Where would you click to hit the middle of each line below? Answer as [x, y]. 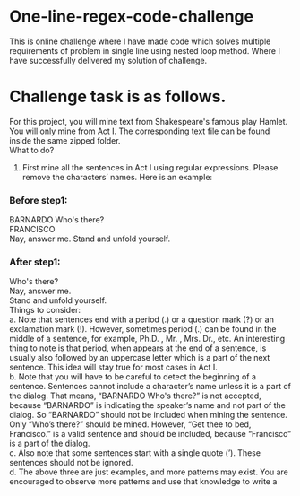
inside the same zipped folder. [65, 140]
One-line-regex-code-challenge [131, 17]
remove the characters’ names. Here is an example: [117, 177]
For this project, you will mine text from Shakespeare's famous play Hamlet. [149, 121]
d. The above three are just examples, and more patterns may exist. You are [149, 472]
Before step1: [39, 200]
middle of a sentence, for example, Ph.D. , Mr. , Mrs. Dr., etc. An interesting [147, 339]
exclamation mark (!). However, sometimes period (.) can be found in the [143, 329]
